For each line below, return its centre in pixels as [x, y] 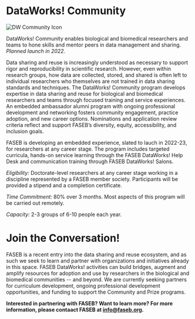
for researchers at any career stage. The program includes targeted [88, 149]
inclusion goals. [25, 131]
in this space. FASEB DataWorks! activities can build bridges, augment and [96, 267]
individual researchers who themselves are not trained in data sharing [90, 81]
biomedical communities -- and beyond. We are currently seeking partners [96, 279]
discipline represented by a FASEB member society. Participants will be [92, 179]
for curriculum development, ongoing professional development [83, 285]
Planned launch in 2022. [36, 51]
